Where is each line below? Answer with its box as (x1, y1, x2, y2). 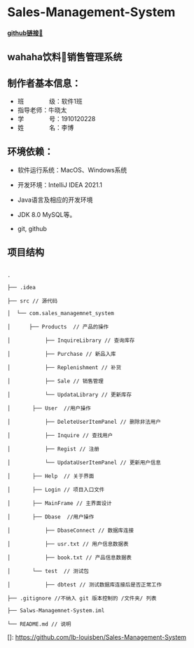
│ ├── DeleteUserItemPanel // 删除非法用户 (7, 418, 161, 425)
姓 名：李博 (17, 123, 74, 132)
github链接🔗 (7, 29, 43, 37)
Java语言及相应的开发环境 (17, 195, 93, 204)
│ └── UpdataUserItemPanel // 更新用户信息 (7, 459, 161, 466)
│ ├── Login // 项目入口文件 (7, 486, 105, 493)
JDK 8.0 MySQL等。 (17, 210, 76, 219)
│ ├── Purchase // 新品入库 (7, 350, 117, 357)
